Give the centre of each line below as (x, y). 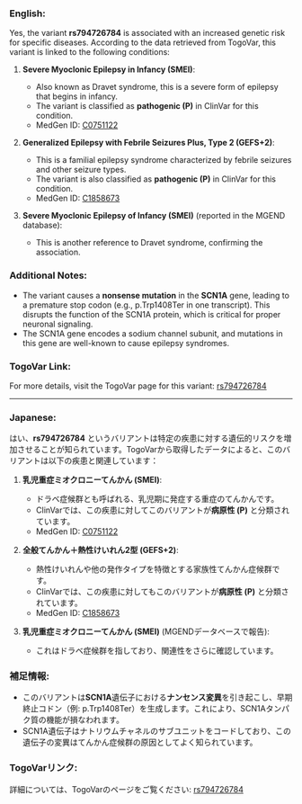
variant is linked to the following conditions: (90, 52)
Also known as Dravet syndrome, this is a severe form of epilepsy (157, 87)
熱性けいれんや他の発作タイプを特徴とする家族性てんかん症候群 (154, 569)
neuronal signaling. (58, 324)
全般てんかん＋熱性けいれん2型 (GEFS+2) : (100, 550)
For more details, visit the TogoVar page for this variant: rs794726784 (138, 386)
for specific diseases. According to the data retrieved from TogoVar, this (143, 42)
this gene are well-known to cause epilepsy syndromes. (126, 343)
